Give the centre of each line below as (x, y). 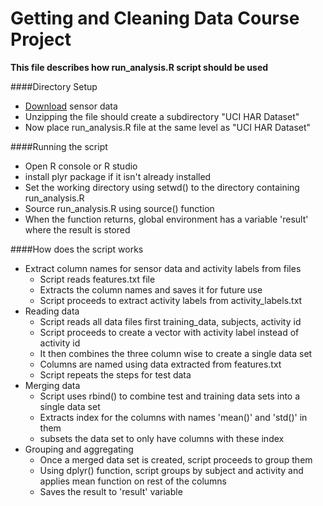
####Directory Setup (54, 86)
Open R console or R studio (81, 166)
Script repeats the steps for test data (115, 374)
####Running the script (59, 146)
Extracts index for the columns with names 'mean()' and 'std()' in (173, 417)
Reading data (52, 311)
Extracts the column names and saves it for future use (151, 289)
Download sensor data (71, 106)
